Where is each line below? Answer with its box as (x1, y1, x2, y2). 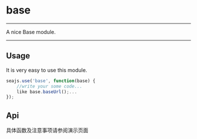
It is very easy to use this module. (6, 66, 87, 73)
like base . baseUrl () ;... (16, 89, 77, 94)
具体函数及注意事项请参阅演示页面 (6, 127, 89, 134)
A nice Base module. (6, 28, 56, 35)
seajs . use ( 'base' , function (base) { (6, 77, 96, 84)
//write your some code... (16, 83, 83, 89)
